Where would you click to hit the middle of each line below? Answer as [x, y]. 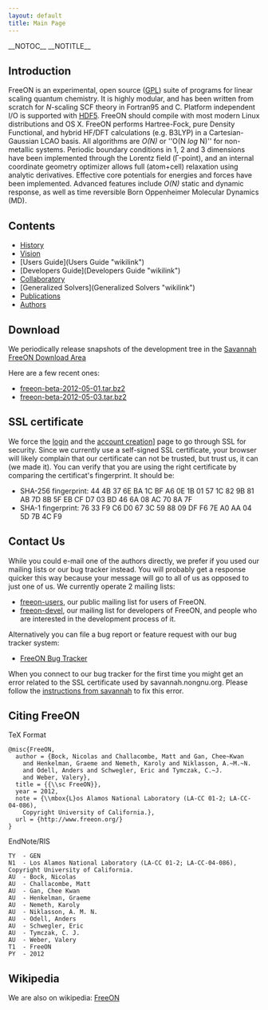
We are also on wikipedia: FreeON [64, 998]
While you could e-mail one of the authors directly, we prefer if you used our [134, 561]
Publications [40, 296]
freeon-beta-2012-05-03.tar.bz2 [73, 397]
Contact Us [37, 542]
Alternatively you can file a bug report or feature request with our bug [122, 634]
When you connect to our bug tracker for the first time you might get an [126, 673]
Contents [32, 226]
